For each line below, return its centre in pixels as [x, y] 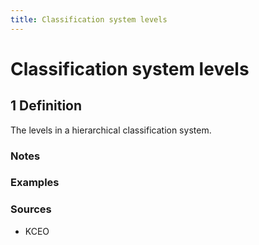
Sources [31, 209]
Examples [35, 183]
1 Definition [46, 106]
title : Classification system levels [89, 19]
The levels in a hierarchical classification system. [111, 130]
